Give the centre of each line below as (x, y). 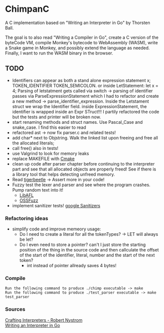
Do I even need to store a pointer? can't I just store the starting (82, 245)
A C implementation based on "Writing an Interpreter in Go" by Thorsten (78, 23)
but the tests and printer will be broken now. (57, 117)
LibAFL (26, 195)
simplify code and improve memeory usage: (57, 229)
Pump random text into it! (38, 190)
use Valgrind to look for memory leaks (50, 153)
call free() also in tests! (35, 148)
